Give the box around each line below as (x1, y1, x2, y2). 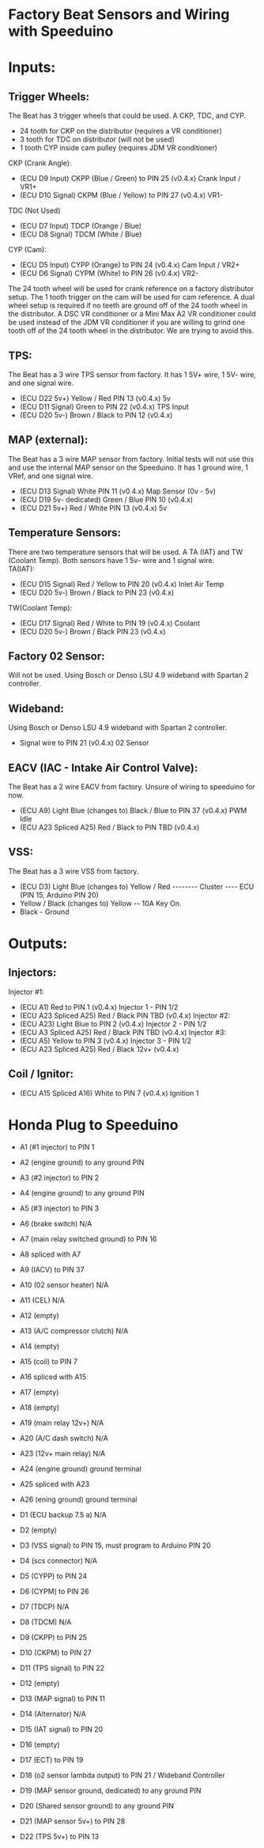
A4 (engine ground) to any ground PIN (19, 1188, 145, 1197)
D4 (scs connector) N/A (19, 1555, 97, 1565)
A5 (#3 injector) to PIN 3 (19, 1204, 100, 1213)
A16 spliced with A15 (19, 1372, 87, 1381)
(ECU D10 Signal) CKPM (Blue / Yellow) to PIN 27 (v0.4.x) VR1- (19, 191, 224, 200)
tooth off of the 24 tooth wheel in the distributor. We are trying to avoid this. (8, 326, 255, 335)
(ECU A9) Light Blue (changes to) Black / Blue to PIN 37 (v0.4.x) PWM (19, 806, 247, 815)
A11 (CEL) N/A (19, 1295, 65, 1305)
